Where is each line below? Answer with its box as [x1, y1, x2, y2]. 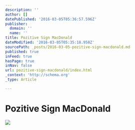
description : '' [5, 7, 39, 12]
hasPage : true [5, 58, 35, 63]
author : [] [5, 12, 28, 17]
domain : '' [9, 26, 32, 31]
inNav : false [5, 63, 32, 68]
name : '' [9, 30, 28, 35]
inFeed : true [5, 53, 32, 59]
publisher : [5, 21, 28, 26]
